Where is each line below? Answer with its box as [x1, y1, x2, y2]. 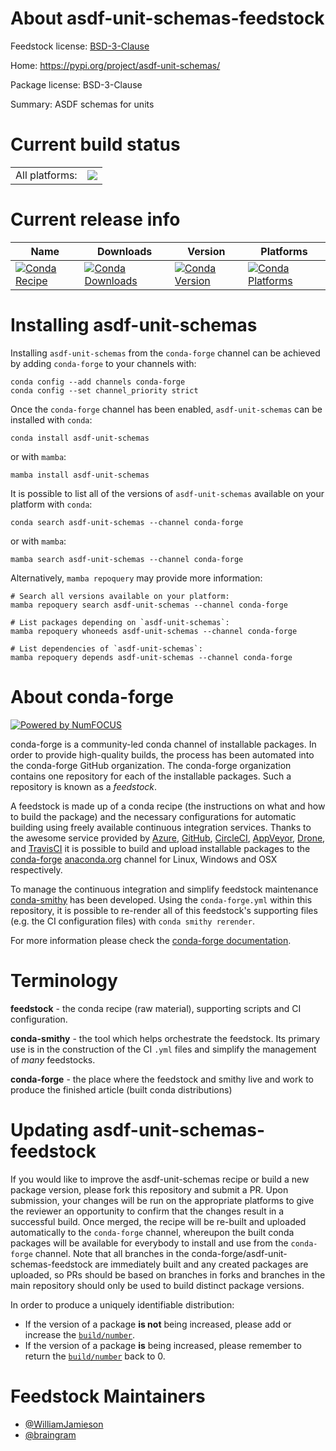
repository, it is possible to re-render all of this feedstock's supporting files [10, 904, 318, 916]
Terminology [10, 969, 118, 992]
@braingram [24, 1428, 77, 1441]
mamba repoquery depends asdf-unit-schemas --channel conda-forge [10, 652, 293, 662]
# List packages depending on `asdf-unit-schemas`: [10, 617, 230, 627]
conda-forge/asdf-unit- [191, 1247, 288, 1259]
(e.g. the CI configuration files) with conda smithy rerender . [10, 915, 255, 927]
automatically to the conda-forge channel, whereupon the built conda [10, 1226, 295, 1238]
